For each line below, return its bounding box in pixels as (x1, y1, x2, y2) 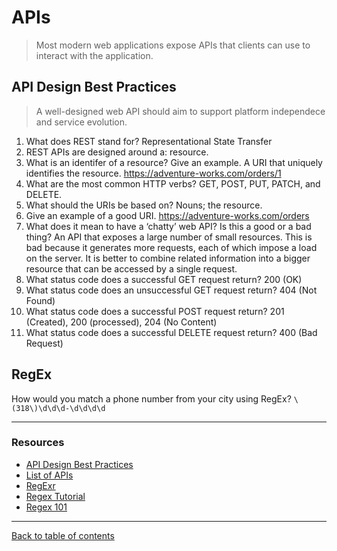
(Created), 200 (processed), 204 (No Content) (25, 316, 218, 328)
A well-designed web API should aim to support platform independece (35, 105, 326, 117)
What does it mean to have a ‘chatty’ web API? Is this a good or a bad (25, 220, 312, 232)
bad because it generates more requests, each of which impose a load (25, 241, 318, 253)
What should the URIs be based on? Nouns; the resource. (25, 199, 263, 211)
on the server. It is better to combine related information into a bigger (25, 252, 311, 264)
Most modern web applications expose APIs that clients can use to (35, 39, 311, 51)
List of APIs (25, 469, 74, 481)
